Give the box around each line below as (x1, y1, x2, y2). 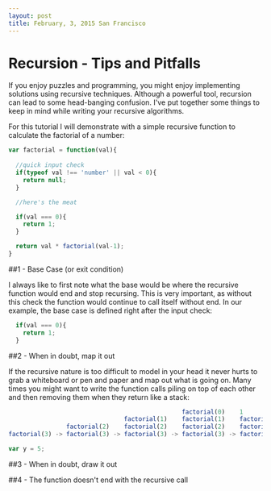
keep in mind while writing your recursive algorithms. (8, 106, 185, 116)
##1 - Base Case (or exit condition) (8, 264, 124, 274)
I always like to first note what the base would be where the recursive (8, 280, 240, 289)
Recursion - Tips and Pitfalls (8, 54, 202, 73)
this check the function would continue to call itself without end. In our (8, 297, 243, 306)
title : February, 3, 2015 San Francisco (8, 19, 147, 27)
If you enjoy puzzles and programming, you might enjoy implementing (8, 81, 240, 90)
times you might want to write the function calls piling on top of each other (8, 384, 256, 393)
